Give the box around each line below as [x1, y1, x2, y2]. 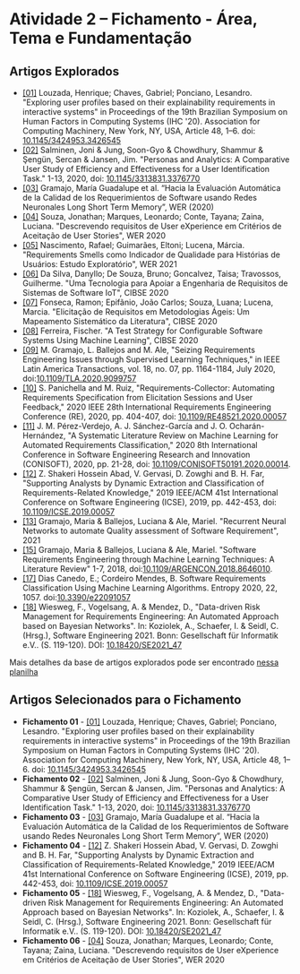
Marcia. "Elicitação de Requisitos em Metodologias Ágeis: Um [21, 306, 251, 317]
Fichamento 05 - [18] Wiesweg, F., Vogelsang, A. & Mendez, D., [21, 887, 259, 898]
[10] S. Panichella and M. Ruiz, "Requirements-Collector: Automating [21, 383, 275, 393]
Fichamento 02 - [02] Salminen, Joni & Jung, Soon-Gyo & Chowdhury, [21, 773, 284, 784]
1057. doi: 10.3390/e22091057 [21, 592, 132, 602]
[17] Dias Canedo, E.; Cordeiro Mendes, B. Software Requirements [21, 573, 267, 583]
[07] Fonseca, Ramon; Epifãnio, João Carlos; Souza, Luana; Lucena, [21, 297, 274, 307]
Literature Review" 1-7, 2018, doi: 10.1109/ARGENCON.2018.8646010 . [21, 564, 273, 573]
